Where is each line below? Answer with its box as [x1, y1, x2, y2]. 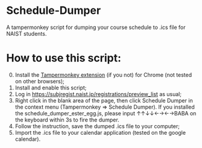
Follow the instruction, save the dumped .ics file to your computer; [14, 122, 180, 130]
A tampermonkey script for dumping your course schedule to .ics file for [6, 24, 186, 31]
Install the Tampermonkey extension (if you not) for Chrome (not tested [14, 71, 192, 79]
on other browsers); [14, 77, 65, 85]
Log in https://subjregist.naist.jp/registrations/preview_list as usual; [14, 90, 182, 97]
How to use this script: [6, 51, 122, 65]
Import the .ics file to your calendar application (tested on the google [14, 129, 186, 136]
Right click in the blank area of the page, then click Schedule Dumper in [14, 97, 193, 104]
